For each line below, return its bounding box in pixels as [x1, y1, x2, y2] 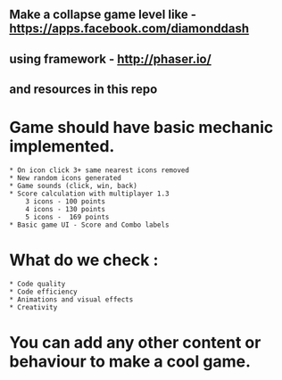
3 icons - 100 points [25, 197, 105, 206]
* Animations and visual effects [9, 295, 134, 304]
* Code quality [9, 280, 66, 289]
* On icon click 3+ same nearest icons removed [9, 166, 190, 175]
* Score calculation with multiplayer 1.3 [9, 189, 170, 199]
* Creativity [9, 303, 58, 312]
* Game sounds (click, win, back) [9, 182, 138, 191]
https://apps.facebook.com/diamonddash [9, 21, 250, 37]
